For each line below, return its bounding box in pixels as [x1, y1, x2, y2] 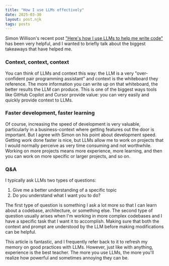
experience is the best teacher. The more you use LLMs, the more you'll [5, 249, 154, 255]
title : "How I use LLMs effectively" [5, 7, 84, 13]
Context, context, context [5, 59, 69, 66]
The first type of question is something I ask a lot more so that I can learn [5, 202, 157, 208]
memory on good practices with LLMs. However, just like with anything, [5, 244, 153, 250]
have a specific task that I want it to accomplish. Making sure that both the [5, 218, 159, 225]
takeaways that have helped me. [5, 46, 72, 52]
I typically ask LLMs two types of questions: [5, 177, 97, 183]
